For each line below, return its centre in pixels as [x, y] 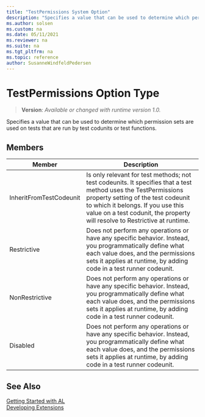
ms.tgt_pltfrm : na [30, 52]
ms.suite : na [23, 46]
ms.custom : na [24, 29]
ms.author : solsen [30, 23]
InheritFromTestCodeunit [45, 198]
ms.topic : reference [33, 57]
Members [25, 147]
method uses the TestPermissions [135, 190]
